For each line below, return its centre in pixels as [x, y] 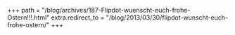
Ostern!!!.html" [28, 17]
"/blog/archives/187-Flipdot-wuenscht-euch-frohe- [116, 10]
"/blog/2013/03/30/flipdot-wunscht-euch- [167, 17]
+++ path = [24, 10]
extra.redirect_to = [78, 17]
